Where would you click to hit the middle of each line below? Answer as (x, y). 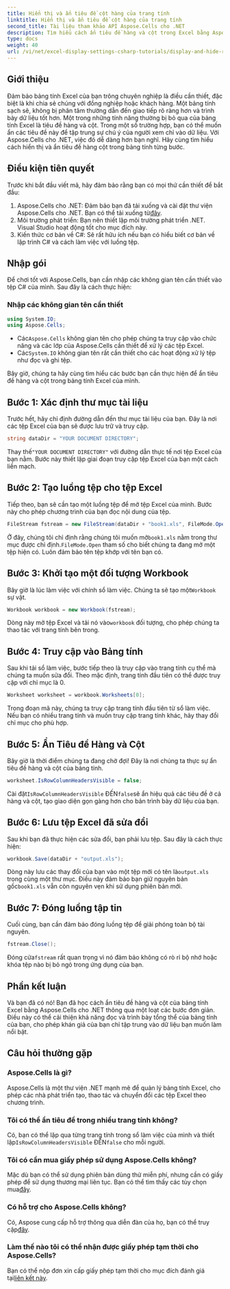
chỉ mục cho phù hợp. (38, 723)
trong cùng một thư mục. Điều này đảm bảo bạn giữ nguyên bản (98, 879)
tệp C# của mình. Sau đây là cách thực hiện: (69, 287)
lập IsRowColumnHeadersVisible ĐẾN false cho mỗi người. (86, 1142)
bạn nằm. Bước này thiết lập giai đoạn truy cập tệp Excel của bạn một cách (113, 459)
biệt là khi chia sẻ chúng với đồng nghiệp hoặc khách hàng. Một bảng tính (111, 103)
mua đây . (19, 1190)
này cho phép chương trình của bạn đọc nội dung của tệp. (89, 512)
